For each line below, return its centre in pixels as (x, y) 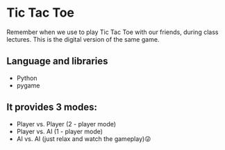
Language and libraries (57, 61)
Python (27, 78)
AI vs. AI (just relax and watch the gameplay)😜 (84, 139)
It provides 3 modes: (52, 107)
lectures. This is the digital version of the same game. (83, 39)
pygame (28, 85)
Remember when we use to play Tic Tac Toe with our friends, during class (112, 32)
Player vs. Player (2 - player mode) (66, 124)
